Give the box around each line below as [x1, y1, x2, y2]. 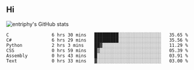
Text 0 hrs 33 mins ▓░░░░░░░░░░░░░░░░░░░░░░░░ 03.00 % [6, 58, 188, 64]
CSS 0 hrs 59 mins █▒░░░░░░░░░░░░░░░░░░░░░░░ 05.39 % [6, 47, 188, 53]
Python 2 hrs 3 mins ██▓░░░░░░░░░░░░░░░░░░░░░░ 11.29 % [6, 42, 188, 48]
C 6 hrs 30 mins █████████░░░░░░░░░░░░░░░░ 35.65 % [6, 32, 188, 38]
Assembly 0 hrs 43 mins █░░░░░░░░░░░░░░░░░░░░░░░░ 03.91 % [6, 53, 188, 59]
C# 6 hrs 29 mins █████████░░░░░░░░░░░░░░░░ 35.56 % [6, 37, 188, 43]
